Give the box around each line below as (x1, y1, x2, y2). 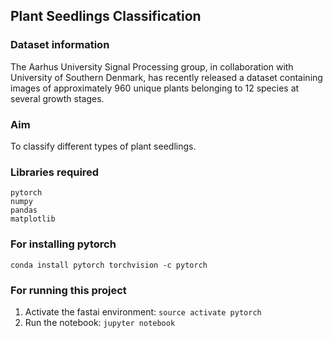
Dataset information (10, 38, 110, 52)
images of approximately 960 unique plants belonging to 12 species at (10, 82, 300, 94)
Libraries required (10, 165, 100, 179)
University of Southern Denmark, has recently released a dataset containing (10, 71, 323, 83)
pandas (10, 205, 38, 216)
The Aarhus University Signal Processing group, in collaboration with (10, 60, 294, 73)
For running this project (10, 283, 127, 297)
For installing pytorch (10, 237, 117, 251)
